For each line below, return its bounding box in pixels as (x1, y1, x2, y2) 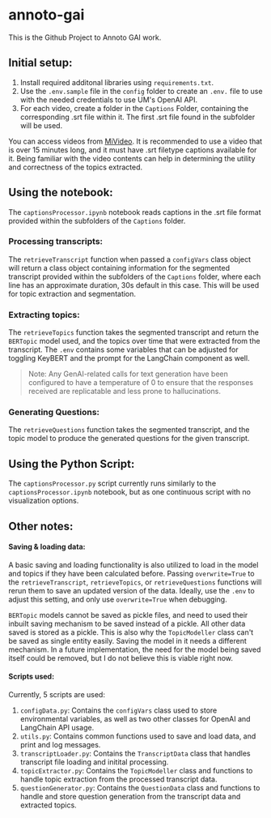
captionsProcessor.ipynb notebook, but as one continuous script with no (8, 487, 251, 497)
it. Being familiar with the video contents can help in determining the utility (8, 153, 256, 163)
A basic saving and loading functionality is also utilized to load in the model (8, 559, 259, 569)
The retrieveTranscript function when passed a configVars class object (8, 254, 252, 264)
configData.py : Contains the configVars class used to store (19, 705, 218, 715)
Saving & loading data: (8, 542, 86, 552)
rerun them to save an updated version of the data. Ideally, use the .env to (8, 585, 255, 595)
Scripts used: (8, 671, 55, 682)
